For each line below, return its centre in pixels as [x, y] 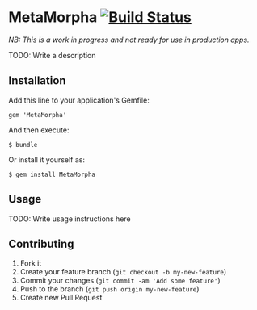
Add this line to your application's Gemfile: [79, 100]
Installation [37, 81]
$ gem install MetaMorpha [52, 174]
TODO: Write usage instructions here [70, 219]
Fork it [31, 263]
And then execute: [39, 130]
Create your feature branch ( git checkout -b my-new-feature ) [123, 272]
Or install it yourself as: [46, 159]
